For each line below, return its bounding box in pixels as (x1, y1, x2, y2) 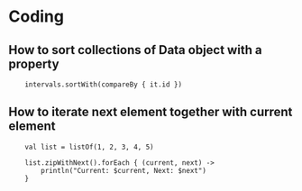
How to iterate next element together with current (8, 105, 293, 120)
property (8, 56, 59, 71)
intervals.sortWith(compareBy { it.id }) (24, 80, 182, 89)
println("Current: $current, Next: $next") (41, 166, 206, 175)
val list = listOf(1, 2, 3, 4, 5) (24, 142, 154, 151)
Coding (8, 6, 65, 27)
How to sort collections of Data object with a (8, 42, 262, 58)
